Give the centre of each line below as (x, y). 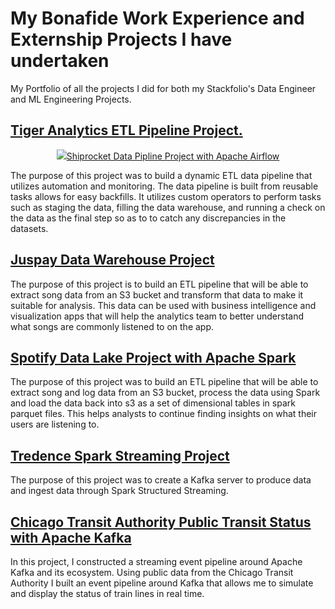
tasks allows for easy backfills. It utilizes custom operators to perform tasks (166, 196)
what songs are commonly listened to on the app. (112, 326)
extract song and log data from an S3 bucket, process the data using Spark (165, 393)
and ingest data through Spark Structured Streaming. (119, 491)
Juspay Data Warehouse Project (112, 260)
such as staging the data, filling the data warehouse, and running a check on (168, 207)
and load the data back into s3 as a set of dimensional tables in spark (153, 403)
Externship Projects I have (121, 39)
